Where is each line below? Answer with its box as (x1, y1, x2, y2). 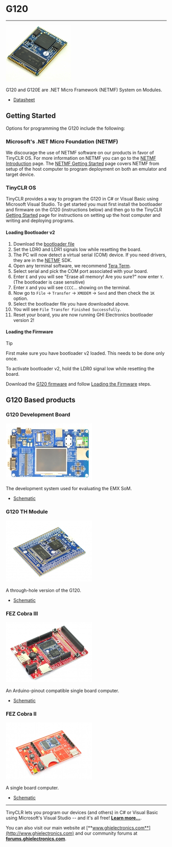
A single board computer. (6, 785, 59, 791)
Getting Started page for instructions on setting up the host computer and (6, 212, 161, 218)
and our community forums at (75, 830, 138, 836)
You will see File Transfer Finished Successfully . (13, 306, 121, 312)
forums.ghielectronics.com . (6, 836, 67, 842)
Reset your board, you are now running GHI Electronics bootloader (13, 311, 154, 318)
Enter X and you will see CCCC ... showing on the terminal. (13, 284, 131, 290)
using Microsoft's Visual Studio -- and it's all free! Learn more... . (6, 815, 142, 821)
